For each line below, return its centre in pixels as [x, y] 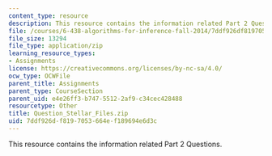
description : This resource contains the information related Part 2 [128, 23]
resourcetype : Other [43, 106]
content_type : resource [49, 16]
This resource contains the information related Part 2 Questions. [115, 144]
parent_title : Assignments [54, 83]
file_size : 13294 [38, 38]
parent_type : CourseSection [56, 91]
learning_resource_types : [52, 53]
